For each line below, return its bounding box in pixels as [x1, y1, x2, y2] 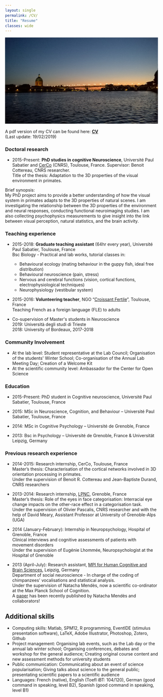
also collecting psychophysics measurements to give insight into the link [5, 213, 150, 219]
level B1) [12, 687, 29, 693]
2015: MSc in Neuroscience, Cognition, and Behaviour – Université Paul [12, 408, 155, 414]
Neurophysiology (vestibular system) [19, 287, 94, 293]
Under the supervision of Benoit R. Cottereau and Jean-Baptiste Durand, [12, 477, 157, 483]
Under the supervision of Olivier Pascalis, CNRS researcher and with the [12, 507, 157, 513]
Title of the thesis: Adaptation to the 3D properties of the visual [12, 173, 138, 178]
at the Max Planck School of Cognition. [12, 588, 90, 594]
